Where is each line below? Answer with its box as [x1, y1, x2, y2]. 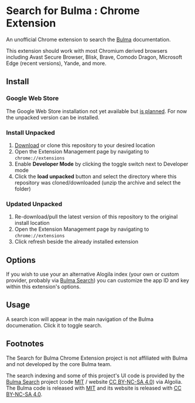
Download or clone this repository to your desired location [14, 142, 155, 149]
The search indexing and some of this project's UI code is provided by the [6, 372, 184, 379]
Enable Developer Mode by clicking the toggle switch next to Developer [14, 160, 189, 168]
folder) [14, 185, 31, 192]
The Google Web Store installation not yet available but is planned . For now [6, 107, 187, 115]
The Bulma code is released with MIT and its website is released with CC [6, 384, 182, 391]
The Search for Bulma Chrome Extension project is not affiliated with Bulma [6, 354, 188, 361]
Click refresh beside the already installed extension [14, 238, 139, 245]
